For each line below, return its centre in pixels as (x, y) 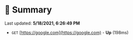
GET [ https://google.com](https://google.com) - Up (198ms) (70, 32)
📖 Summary (28, 10)
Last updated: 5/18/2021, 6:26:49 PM (42, 23)
